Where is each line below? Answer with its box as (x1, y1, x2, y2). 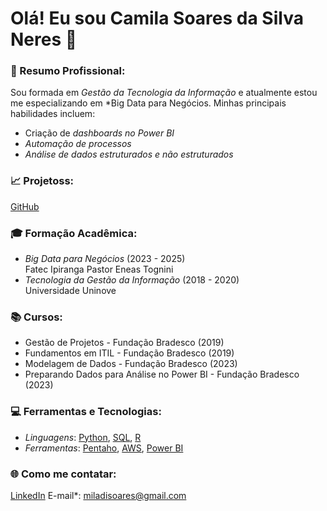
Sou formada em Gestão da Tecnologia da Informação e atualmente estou (10, 87, 318, 99)
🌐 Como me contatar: (10, 467, 117, 481)
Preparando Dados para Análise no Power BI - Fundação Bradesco (24, 368, 300, 381)
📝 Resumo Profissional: (10, 64, 126, 78)
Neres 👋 (10, 28, 78, 51)
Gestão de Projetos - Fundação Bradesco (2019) (24, 337, 225, 349)
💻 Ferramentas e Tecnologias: (10, 405, 162, 419)
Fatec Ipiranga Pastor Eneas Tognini (24, 263, 174, 276)
